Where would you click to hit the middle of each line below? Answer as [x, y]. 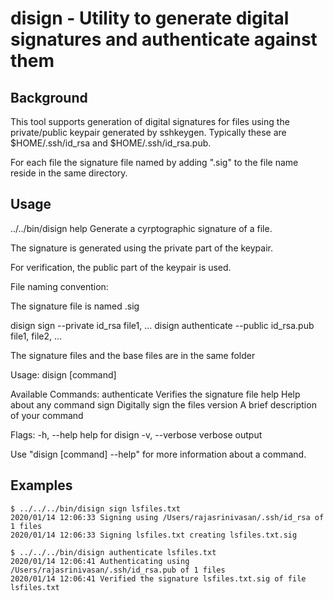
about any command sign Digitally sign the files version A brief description [163, 404]
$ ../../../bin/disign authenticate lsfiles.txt [113, 552]
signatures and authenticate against [164, 39]
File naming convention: [59, 286]
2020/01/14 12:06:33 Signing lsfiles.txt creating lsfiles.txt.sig [154, 535]
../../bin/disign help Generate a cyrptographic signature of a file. [141, 228]
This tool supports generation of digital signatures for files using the [150, 121]
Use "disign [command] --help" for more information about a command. [158, 454]
